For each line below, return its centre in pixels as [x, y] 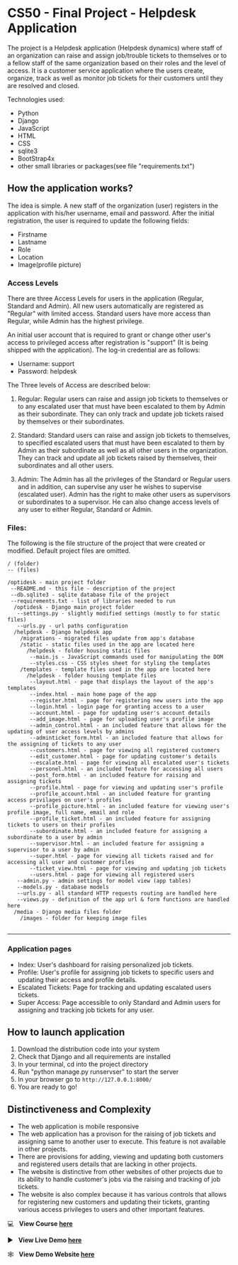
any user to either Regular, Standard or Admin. [85, 510]
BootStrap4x [36, 158]
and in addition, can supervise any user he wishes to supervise [109, 487]
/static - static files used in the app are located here [107, 645]
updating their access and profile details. [77, 979]
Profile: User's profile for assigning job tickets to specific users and [116, 972]
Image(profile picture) [49, 264]
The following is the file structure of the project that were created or [106, 543]
